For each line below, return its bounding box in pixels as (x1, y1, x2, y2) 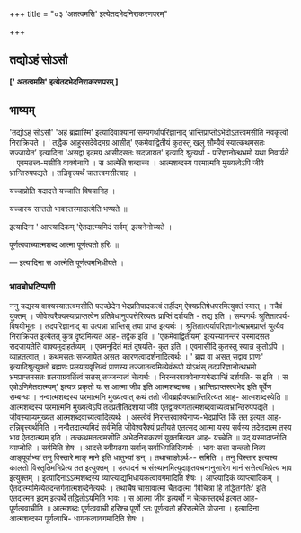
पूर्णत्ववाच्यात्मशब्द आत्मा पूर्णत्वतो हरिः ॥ (9, 239, 120, 250)
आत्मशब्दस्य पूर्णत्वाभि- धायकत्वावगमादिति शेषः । (9, 512, 146, 523)
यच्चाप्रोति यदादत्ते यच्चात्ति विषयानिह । (9, 185, 116, 196)
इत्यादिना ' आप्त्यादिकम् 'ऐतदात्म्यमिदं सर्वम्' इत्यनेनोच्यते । (9, 221, 173, 232)
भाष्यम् (9, 103, 35, 119)
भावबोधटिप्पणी (9, 280, 56, 292)
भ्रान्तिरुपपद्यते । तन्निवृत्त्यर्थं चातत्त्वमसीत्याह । (9, 167, 137, 178)
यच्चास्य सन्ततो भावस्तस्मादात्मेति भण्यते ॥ (9, 203, 128, 214)
